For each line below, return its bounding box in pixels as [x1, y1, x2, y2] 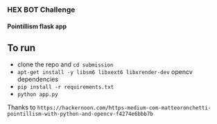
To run [7, 42, 36, 53]
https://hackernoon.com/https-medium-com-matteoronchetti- [37, 105, 211, 112]
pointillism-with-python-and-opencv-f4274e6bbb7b [7, 111, 154, 118]
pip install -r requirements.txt [17, 84, 114, 91]
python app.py [17, 91, 58, 98]
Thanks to [7, 103, 36, 112]
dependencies [17, 75, 59, 84]
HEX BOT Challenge [7, 5, 76, 15]
